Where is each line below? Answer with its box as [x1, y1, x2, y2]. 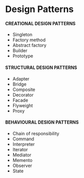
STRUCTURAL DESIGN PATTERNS [5, 64, 77, 70]
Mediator [12, 152, 32, 158]
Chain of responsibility [12, 130, 59, 136]
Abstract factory [12, 42, 47, 48]
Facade [12, 97, 29, 103]
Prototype [12, 53, 34, 59]
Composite [12, 86, 36, 93]
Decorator [12, 92, 34, 98]
